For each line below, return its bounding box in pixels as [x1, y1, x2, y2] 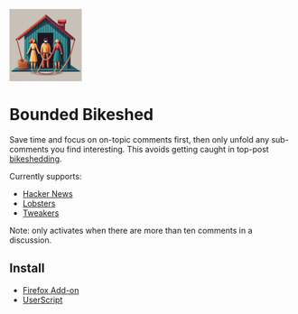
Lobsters [22, 198, 56, 208]
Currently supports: [9, 171, 82, 181]
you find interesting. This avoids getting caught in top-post [51, 143, 269, 154]
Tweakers [22, 208, 60, 218]
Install [9, 261, 45, 276]
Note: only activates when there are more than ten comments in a [9, 225, 253, 235]
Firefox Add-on [22, 284, 79, 295]
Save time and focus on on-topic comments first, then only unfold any [9, 134, 270, 144]
